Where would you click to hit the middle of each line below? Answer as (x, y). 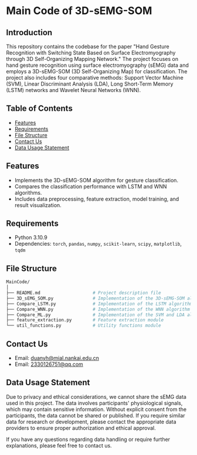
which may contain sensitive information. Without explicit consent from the (96, 409)
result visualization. (38, 205)
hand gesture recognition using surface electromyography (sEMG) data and (97, 65)
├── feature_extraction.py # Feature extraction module (85, 320)
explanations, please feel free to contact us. (59, 445)
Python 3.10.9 (31, 237)
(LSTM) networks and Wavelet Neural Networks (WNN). (74, 90)
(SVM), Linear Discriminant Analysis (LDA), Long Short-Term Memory (90, 84)
